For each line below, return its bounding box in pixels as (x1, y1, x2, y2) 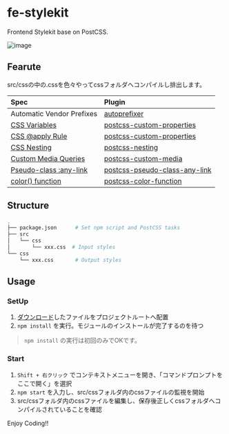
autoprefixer (103, 108, 144, 118)
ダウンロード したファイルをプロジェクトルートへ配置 (17, 313, 169, 321)
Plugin (103, 97, 126, 106)
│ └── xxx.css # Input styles (7, 244, 116, 251)
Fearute (7, 61, 41, 73)
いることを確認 (59, 405, 102, 413)
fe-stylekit (7, 5, 69, 21)
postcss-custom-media (103, 153, 183, 163)
